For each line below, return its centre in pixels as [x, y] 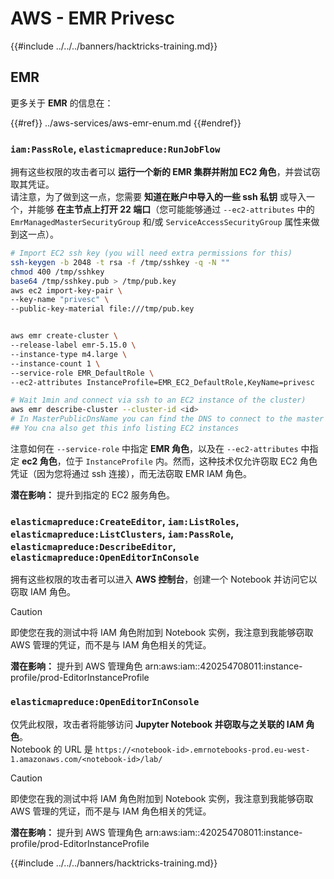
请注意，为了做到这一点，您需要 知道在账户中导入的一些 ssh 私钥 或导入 [158, 197]
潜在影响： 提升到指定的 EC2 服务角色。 [92, 494]
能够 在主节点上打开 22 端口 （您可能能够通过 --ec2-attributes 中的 [175, 209]
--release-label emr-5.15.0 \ [73, 345]
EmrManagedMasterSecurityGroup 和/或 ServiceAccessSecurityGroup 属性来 [161, 222]
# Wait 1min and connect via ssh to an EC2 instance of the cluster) [158, 400]
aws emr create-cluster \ [64, 336]
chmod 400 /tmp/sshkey [57, 272]
